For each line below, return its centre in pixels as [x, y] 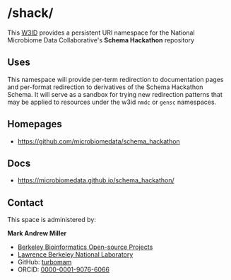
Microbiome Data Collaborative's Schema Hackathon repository [101, 40]
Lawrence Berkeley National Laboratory [75, 255]
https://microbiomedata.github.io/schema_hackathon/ [96, 180]
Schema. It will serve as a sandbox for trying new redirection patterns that [115, 94]
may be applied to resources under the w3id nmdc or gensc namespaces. [112, 102]
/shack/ [30, 13]
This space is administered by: [52, 220]
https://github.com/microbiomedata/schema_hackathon [99, 141]
